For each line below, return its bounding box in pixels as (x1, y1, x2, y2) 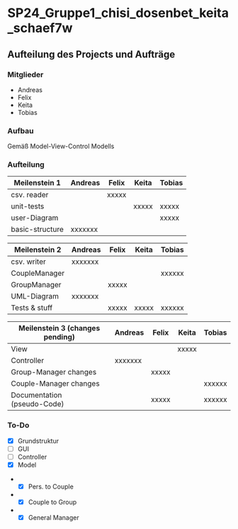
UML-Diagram (11, 291, 59, 301)
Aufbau (7, 126, 34, 135)
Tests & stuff (11, 303, 53, 313)
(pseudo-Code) (11, 399, 64, 409)
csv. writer (11, 257, 46, 267)
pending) (43, 332, 76, 342)
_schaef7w (7, 20, 73, 36)
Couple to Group (28, 498, 77, 506)
